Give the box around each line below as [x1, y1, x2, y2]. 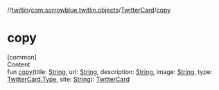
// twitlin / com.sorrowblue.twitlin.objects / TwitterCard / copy [7, 6, 171, 14]
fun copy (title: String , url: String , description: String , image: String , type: [7, 67, 213, 75]
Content [7, 60, 30, 69]
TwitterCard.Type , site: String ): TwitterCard [7, 75, 130, 83]
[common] [7, 53, 37, 61]
